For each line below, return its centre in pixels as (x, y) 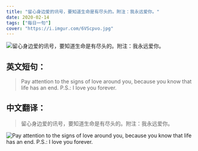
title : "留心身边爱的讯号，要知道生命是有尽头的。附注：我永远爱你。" (83, 12)
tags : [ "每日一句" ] (29, 23)
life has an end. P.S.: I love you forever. (68, 88)
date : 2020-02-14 (28, 17)
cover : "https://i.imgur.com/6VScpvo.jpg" (60, 28)
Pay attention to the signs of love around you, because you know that (106, 82)
